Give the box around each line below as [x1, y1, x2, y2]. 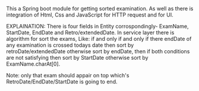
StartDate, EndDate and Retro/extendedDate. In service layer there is [6, 29, 175, 36]
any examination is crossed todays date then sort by [6, 41, 134, 48]
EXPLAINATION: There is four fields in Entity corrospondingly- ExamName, [6, 23, 189, 30]
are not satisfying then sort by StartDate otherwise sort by [6, 54, 149, 61]
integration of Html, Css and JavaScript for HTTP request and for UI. [6, 11, 173, 18]
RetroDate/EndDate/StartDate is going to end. [6, 78, 118, 85]
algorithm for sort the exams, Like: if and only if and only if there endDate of [6, 35, 192, 42]
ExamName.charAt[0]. [6, 60, 61, 67]
